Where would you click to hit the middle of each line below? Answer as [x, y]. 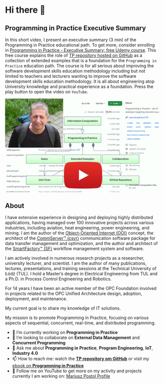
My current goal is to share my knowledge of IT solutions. [63, 308]
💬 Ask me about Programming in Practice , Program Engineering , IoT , [82, 348]
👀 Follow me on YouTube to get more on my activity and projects [77, 371]
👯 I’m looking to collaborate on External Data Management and [76, 338]
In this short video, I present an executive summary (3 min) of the [71, 40]
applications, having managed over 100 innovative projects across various [79, 223]
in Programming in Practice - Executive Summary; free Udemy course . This [81, 50]
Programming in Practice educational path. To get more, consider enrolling [80, 45]
